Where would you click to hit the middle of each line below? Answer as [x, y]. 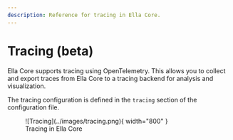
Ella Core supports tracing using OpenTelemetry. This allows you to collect [116, 70]
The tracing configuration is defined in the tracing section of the [102, 99]
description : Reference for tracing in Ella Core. [84, 15]
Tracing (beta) [51, 51]
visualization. [27, 86]
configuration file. [33, 107]
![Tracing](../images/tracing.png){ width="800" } [97, 121]
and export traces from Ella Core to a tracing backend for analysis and [110, 78]
